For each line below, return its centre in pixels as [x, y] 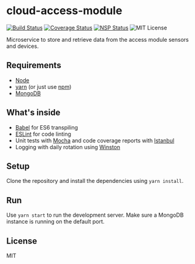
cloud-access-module [64, 11]
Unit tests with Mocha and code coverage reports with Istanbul [95, 140]
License [22, 241]
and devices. [22, 46]
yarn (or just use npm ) [43, 87]
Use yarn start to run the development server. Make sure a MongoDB [95, 215]
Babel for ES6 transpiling [47, 127]
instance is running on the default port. [55, 222]
